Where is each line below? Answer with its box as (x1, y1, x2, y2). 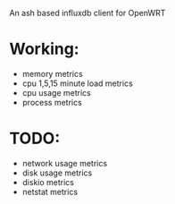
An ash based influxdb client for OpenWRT (9, 8, 166, 18)
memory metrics (21, 68, 83, 79)
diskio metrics (21, 176, 74, 187)
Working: (9, 39, 79, 59)
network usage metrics (21, 157, 108, 168)
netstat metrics (21, 186, 79, 197)
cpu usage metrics (21, 87, 91, 98)
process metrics (21, 97, 82, 107)
